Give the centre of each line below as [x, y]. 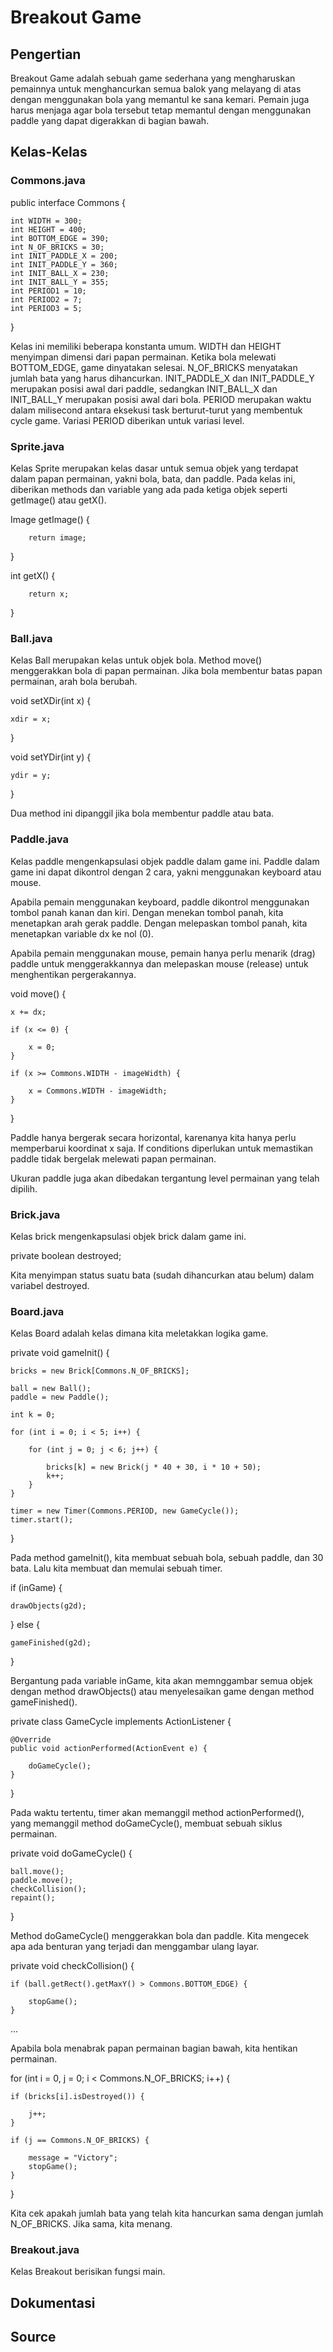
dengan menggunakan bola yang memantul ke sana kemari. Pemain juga [160, 99]
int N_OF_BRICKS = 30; [57, 247]
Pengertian [46, 54]
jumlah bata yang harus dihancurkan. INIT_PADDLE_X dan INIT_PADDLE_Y [162, 378]
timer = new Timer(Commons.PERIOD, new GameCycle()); [125, 1511]
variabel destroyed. [50, 1285]
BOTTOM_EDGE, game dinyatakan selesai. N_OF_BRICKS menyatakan [154, 367]
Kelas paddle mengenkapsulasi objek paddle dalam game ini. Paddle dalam [165, 861]
